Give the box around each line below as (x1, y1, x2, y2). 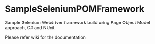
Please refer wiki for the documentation (5, 34, 86, 40)
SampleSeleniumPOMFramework (5, 3, 145, 15)
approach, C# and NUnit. (5, 24, 56, 30)
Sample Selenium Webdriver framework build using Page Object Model (5, 20, 150, 25)
